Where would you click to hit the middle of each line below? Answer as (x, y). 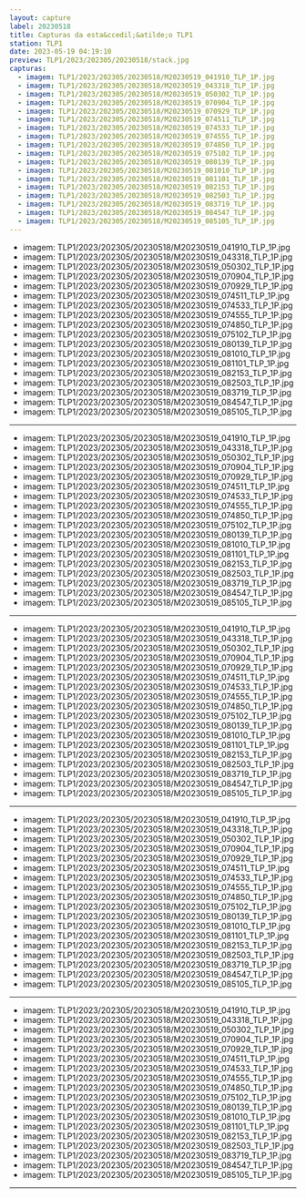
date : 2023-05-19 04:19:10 (61, 52)
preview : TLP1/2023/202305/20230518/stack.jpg (99, 60)
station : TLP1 (36, 43)
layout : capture (40, 18)
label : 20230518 (40, 26)
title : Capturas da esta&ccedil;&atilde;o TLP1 (102, 35)
